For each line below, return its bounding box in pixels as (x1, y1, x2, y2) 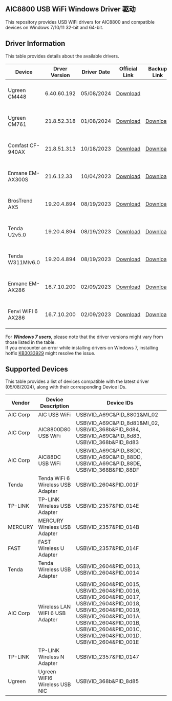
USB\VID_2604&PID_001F (76, 481, 139, 488)
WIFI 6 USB (38, 610, 66, 617)
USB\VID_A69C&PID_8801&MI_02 (76, 411, 159, 418)
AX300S (8, 176, 29, 183)
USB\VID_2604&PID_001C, (76, 626, 141, 633)
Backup (148, 65, 167, 72)
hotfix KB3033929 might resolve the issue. (5, 350, 96, 356)
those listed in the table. (5, 339, 56, 345)
